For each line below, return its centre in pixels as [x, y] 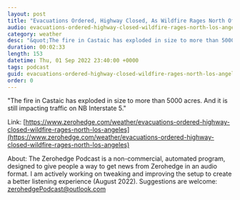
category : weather [35, 34]
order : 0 [20, 80]
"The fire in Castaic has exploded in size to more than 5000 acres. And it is [117, 101]
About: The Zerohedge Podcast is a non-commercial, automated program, [116, 159]
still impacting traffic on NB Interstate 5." [67, 109]
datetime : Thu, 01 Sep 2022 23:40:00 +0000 [73, 61]
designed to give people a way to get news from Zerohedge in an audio [112, 166]
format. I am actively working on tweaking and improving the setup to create [120, 174]
